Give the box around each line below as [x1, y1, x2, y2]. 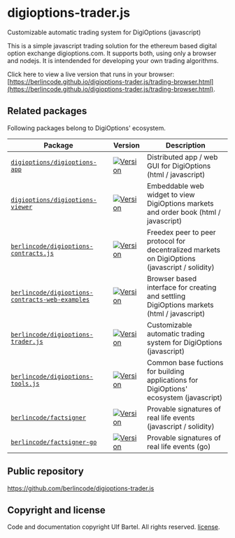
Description [165, 140, 206, 150]
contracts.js [10, 249, 55, 257]
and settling [146, 291, 186, 301]
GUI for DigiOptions [146, 161, 211, 171]
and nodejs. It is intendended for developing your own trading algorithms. [7, 56, 219, 64]
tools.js [10, 379, 40, 388]
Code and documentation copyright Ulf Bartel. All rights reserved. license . [7, 523, 220, 531]
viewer [10, 203, 33, 211]
